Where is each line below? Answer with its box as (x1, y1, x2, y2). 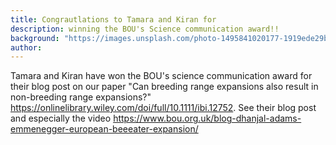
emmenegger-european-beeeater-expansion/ (10, 123, 199, 135)
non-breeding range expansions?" (10, 91, 152, 103)
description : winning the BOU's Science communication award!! (10, 24, 280, 34)
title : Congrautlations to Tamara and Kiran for (10, 14, 217, 25)
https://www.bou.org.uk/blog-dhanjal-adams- (113, 112, 302, 125)
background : (10, 33, 60, 43)
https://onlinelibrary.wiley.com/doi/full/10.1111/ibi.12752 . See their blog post (10, 102, 317, 114)
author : (10, 42, 43, 53)
